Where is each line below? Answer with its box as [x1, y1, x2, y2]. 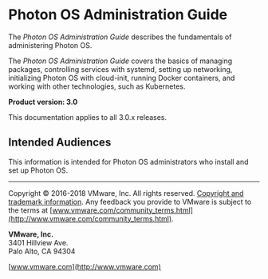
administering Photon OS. [8, 40, 93, 50]
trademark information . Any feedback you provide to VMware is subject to [8, 197, 252, 206]
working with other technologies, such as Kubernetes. [8, 82, 186, 91]
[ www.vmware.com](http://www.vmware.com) [8, 261, 161, 271]
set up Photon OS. [8, 165, 69, 175]
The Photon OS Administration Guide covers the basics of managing [8, 56, 233, 66]
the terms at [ [8, 205, 53, 215]
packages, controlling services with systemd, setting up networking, [8, 64, 233, 74]
